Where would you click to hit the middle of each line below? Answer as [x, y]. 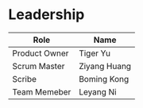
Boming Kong [104, 79]
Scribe [25, 79]
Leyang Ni [98, 91]
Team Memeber [42, 91]
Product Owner [41, 53]
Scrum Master [39, 66]
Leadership [46, 15]
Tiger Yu [95, 53]
